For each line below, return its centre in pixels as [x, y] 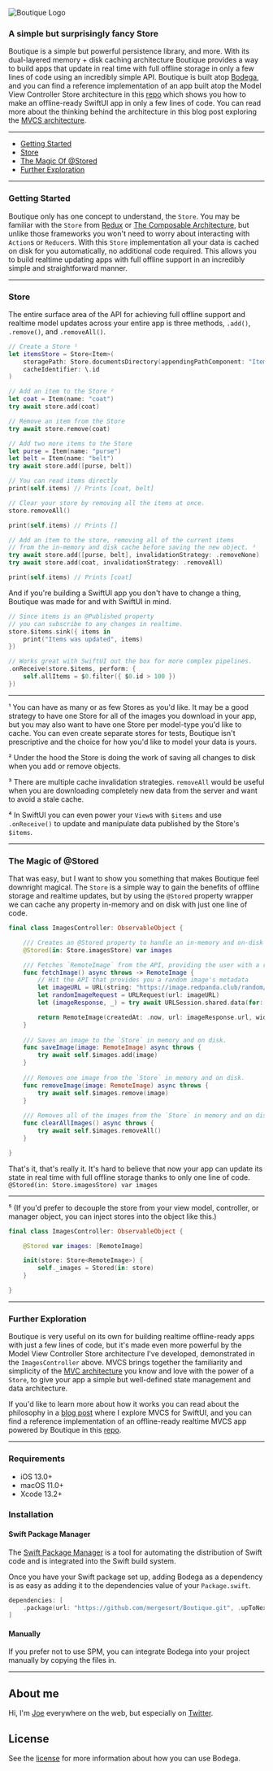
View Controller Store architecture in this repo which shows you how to [127, 94]
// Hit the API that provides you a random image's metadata [143, 980]
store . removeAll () [39, 511]
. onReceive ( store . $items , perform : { [72, 669]
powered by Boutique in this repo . [65, 1430]
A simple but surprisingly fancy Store [83, 33]
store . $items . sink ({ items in [60, 631]
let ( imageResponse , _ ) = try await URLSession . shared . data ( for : [151, 1003]
